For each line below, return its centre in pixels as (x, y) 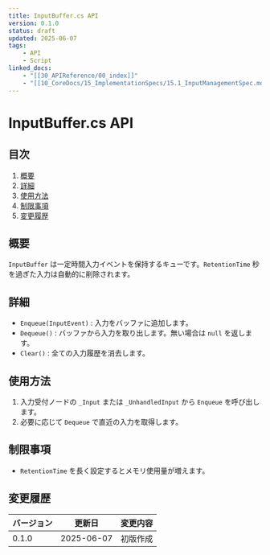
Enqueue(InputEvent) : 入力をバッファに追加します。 (106, 323)
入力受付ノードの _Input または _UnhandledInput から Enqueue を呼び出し (139, 401)
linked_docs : (30, 68)
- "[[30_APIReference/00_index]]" (80, 76)
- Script (37, 61)
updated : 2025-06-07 (43, 38)
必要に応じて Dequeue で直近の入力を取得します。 (101, 421)
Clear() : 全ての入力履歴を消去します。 (85, 353)
